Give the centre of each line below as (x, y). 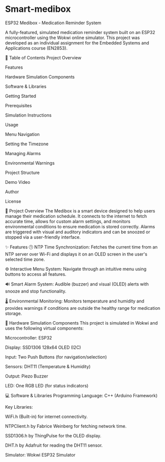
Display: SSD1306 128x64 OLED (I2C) (43, 347)
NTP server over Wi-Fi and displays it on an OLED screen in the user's (76, 254)
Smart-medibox (38, 9)
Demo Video (18, 182)
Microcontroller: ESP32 (29, 337)
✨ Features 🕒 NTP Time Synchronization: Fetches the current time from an (81, 247)
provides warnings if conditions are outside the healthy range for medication (83, 308)
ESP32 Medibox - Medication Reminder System (53, 23)
